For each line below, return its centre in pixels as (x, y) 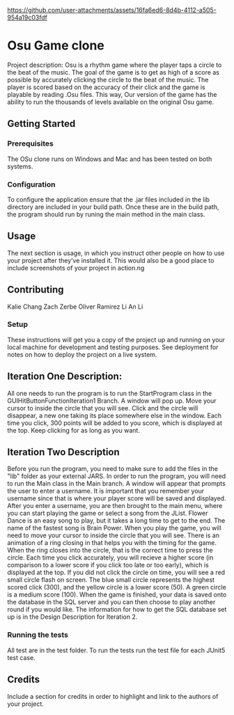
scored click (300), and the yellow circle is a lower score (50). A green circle (117, 587)
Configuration (31, 184)
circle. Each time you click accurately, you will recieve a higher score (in (110, 558)
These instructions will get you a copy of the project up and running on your (116, 339)
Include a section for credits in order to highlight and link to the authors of (113, 696)
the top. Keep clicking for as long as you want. (74, 430)
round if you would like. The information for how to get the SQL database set (117, 610)
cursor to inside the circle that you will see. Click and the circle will (103, 408)
